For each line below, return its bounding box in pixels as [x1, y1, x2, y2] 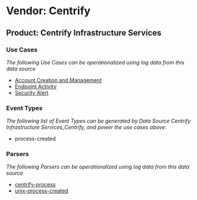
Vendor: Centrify [6, 4, 91, 18]
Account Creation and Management [14, 76, 102, 83]
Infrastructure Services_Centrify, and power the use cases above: [6, 124, 167, 131]
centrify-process [14, 181, 56, 188]
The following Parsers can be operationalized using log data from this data [6, 163, 190, 170]
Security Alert [14, 89, 49, 96]
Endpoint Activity [14, 83, 57, 90]
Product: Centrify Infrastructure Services [6, 28, 162, 38]
